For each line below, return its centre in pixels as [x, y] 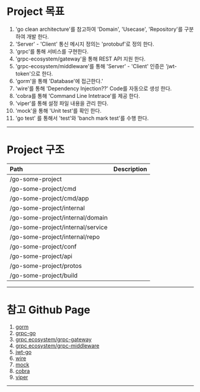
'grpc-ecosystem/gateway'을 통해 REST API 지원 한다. [80, 59]
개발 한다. [38, 36]
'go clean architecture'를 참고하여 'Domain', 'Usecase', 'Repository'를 [99, 29]
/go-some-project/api [41, 256]
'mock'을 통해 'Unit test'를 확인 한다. [58, 110]
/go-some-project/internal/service [59, 227]
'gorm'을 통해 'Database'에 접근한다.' [59, 81]
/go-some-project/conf [43, 246]
